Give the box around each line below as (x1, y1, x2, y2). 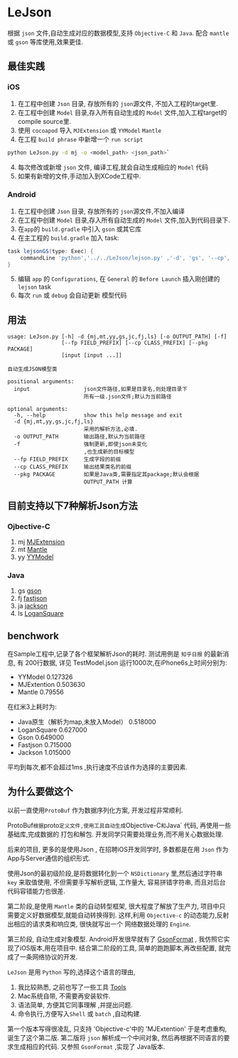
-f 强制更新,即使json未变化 (13, 441, 148, 448)
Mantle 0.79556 (17, 688, 64, 697)
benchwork (7, 630, 59, 642)
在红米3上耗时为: (7, 702, 57, 711)
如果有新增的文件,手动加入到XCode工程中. (17, 171, 141, 180)
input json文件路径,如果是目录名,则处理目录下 (13, 385, 188, 393)
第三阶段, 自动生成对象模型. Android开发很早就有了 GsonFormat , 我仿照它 (7, 934, 224, 943)
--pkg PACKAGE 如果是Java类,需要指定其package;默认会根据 (13, 471, 200, 479)
